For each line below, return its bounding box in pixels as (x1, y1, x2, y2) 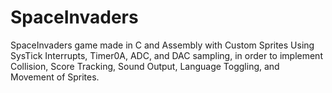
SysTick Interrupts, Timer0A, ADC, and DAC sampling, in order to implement (10, 49, 323, 61)
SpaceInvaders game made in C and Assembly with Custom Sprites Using (10, 39, 315, 51)
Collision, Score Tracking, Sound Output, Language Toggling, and (10, 60, 280, 72)
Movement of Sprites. (10, 71, 100, 83)
